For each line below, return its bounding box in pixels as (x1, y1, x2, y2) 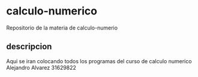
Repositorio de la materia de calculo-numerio (6, 24, 118, 31)
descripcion (6, 42, 52, 52)
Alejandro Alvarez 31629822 (6, 64, 77, 71)
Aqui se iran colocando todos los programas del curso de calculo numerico (6, 57, 192, 64)
